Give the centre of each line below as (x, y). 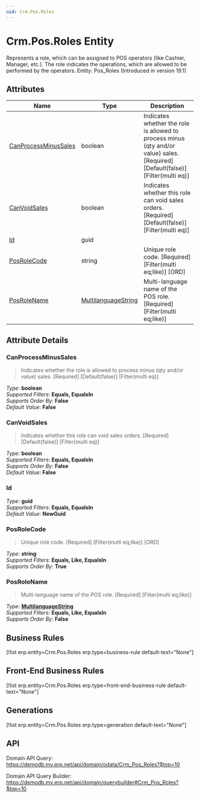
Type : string (21, 553)
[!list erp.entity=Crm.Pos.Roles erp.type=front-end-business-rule (86, 685)
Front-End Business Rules (55, 671)
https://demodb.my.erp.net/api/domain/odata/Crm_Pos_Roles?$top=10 (93, 764)
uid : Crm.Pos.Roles (30, 12)
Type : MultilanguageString (40, 606)
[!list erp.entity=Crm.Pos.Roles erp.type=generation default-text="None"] (96, 725)
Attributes (25, 89)
